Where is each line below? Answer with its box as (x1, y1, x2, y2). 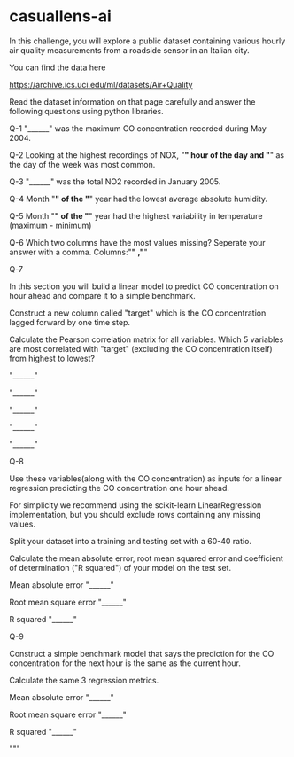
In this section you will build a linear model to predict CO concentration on (9, 281, 279, 292)
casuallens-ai (9, 6, 112, 27)
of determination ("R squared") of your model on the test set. (9, 562, 232, 573)
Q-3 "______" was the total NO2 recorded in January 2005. (9, 176, 221, 187)
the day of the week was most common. (9, 159, 156, 169)
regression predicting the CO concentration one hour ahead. (9, 482, 230, 493)
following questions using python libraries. (9, 105, 164, 116)
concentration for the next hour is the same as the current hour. (9, 658, 241, 668)
